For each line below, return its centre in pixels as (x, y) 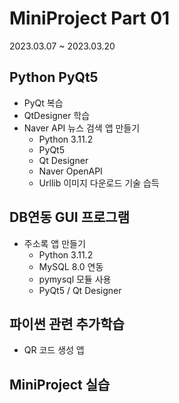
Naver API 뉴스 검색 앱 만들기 (82, 128)
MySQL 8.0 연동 (71, 266)
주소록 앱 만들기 (54, 243)
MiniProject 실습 (60, 384)
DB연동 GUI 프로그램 (69, 217)
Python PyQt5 (54, 77)
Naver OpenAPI (70, 171)
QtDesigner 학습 (57, 115)
